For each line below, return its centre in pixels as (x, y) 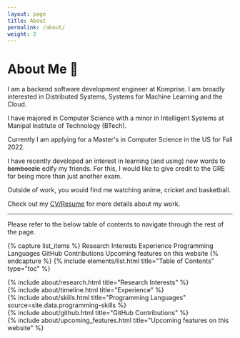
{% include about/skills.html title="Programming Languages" (97, 298)
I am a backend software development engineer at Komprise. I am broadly (116, 89)
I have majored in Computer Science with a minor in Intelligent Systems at (116, 118)
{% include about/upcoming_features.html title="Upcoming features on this (118, 320)
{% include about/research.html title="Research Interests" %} (98, 282)
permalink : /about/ (36, 27)
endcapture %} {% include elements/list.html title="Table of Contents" (111, 261)
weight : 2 (22, 34)
